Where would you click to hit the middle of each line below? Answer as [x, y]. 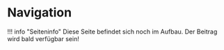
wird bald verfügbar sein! [43, 38]
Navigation [39, 13]
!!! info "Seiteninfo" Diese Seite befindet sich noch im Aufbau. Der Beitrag [112, 32]
